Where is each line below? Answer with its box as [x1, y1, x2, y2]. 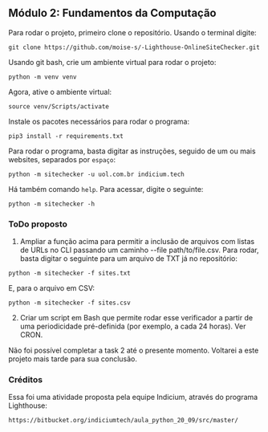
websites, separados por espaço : [8, 154, 116, 164]
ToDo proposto [8, 218, 68, 230]
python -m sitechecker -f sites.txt [8, 269, 131, 278]
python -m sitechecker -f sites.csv [8, 299, 131, 308]
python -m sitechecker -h [8, 200, 95, 208]
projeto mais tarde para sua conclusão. [8, 354, 138, 364]
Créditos [8, 374, 43, 385]
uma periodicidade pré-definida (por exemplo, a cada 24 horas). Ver [19, 321, 246, 332]
